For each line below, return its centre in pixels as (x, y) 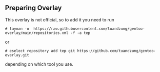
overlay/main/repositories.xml (37, 33)
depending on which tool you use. (39, 64)
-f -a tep (80, 33)
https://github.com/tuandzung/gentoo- (117, 51)
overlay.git (17, 55)
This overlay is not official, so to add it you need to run (60, 19)
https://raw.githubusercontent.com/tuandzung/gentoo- (89, 29)
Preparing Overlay (33, 8)
